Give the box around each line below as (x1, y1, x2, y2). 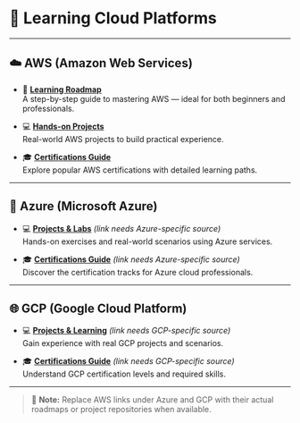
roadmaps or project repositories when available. (30, 404, 212, 415)
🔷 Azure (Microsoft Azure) (9, 199, 158, 214)
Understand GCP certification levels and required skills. (21, 368, 226, 379)
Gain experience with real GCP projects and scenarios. (21, 338, 224, 349)
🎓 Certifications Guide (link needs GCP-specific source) (21, 356, 235, 367)
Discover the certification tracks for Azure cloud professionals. (21, 266, 254, 277)
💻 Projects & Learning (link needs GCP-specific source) (21, 326, 231, 336)
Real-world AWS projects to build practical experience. (21, 133, 225, 144)
